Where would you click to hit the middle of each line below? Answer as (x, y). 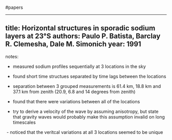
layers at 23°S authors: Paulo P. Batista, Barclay (83, 36)
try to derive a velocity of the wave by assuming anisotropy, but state (85, 111)
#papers (14, 7)
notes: (12, 56)
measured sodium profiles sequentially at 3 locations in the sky (79, 66)
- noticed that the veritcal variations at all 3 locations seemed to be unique (85, 132)
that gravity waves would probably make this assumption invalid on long (89, 116)
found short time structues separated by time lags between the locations (89, 76)
